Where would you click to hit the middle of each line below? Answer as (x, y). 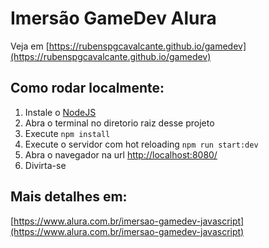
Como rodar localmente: (87, 88)
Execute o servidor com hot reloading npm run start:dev (141, 144)
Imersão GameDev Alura (113, 18)
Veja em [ (30, 46)
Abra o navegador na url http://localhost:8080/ (121, 154)
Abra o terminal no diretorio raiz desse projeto (119, 123)
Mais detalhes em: (69, 197)
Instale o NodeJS (60, 112)
